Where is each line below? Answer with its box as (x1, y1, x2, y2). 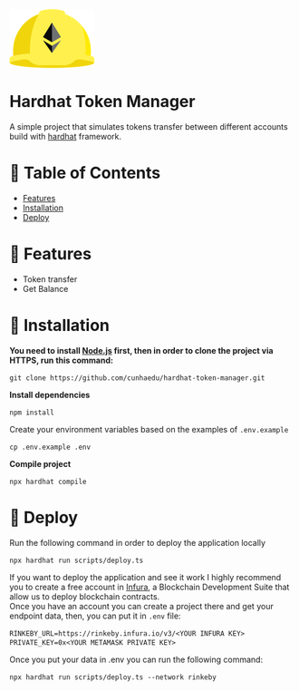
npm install (9, 408, 54, 417)
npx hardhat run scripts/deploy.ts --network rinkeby (9, 672, 217, 682)
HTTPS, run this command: (9, 355, 113, 365)
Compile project (9, 458, 72, 469)
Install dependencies (9, 389, 91, 400)
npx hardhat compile (9, 477, 88, 486)
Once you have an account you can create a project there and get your (9, 600, 274, 611)
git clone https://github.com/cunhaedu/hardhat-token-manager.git (9, 373, 265, 383)
